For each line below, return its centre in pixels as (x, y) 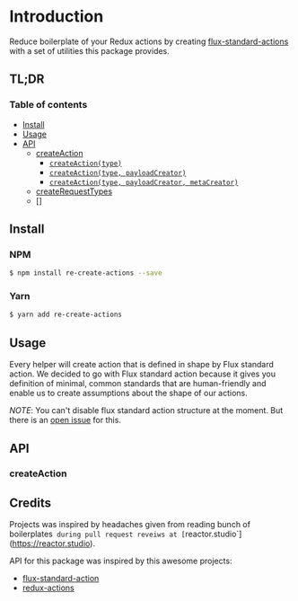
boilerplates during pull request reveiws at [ (97, 534)
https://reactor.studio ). (54, 544)
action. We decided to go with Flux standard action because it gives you (143, 374)
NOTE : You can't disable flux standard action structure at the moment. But (146, 411)
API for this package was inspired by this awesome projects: (121, 561)
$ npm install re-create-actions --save (86, 273)
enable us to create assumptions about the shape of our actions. (129, 393)
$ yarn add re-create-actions (66, 315)
